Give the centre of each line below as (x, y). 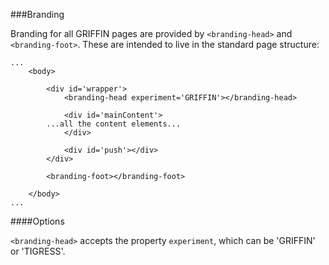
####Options (37, 221)
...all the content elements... (114, 124)
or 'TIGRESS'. (38, 251)
